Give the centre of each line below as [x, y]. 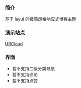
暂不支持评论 [25, 74]
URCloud [14, 44]
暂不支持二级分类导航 [33, 68]
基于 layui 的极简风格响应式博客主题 [41, 19]
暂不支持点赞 [25, 80]
